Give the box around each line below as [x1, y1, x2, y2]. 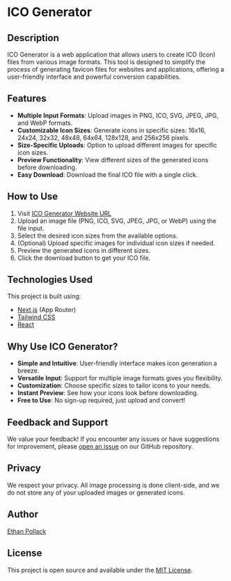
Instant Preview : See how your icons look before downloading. [17, 389, 199, 397]
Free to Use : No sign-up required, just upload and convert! [17, 396, 186, 405]
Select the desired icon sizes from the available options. [17, 231, 178, 240]
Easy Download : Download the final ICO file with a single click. [17, 170, 198, 178]
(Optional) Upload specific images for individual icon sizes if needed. [17, 238, 216, 247]
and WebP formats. [17, 118, 73, 127]
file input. [17, 224, 45, 232]
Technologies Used [7, 274, 93, 286]
